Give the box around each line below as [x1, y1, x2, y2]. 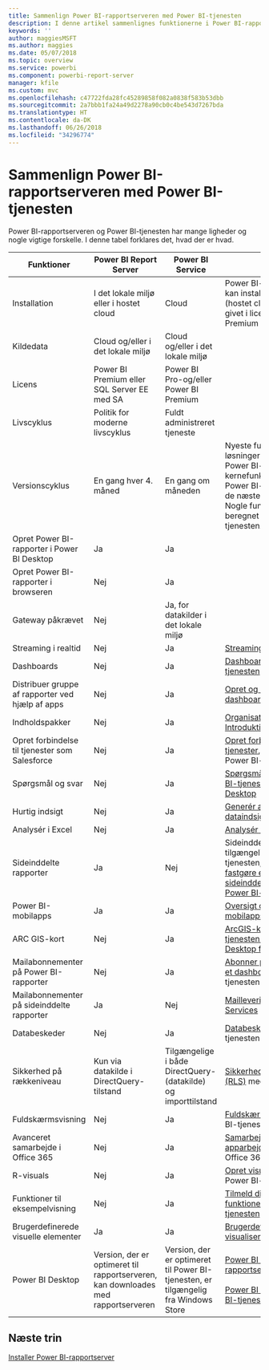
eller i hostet [93, 298, 140, 309]
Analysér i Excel [12, 824, 73, 835]
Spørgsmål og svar [12, 777, 83, 788]
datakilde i [93, 1065, 133, 1076]
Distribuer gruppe [12, 679, 79, 690]
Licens [12, 379, 38, 390]
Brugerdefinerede [12, 1221, 79, 1232]
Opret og [224, 683, 259, 695]
